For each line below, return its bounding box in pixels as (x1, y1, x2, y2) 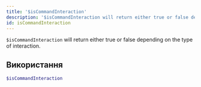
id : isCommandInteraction (6, 20, 71, 26)
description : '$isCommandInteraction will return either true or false (6, 14, 188, 20)
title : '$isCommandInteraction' (6, 8, 87, 15)
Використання (6, 60, 63, 70)
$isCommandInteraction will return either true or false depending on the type (6, 36, 193, 44)
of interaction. (6, 42, 41, 49)
